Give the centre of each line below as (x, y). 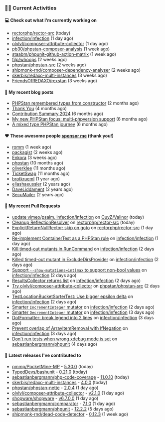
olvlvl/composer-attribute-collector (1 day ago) (60, 44)
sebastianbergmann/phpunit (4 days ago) (55, 344)
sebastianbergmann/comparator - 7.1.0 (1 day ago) (63, 404)
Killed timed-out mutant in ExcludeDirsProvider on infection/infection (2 (85, 259)
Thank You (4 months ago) (39, 109)
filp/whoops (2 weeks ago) (39, 60)
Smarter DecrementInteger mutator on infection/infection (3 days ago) (83, 312)
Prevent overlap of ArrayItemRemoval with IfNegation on (70, 328)
